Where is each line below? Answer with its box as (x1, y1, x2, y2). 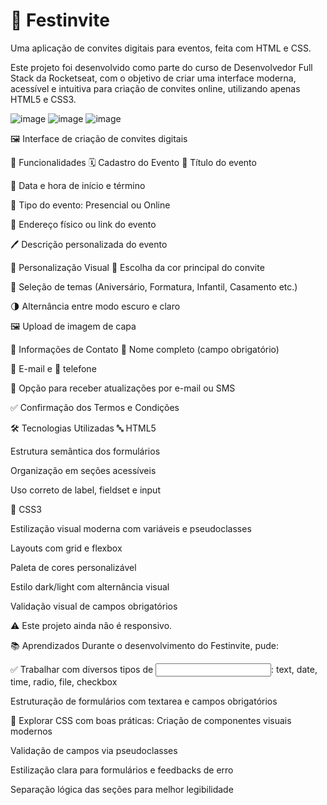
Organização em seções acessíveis (10, 464, 157, 476)
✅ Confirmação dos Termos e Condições (10, 401, 180, 413)
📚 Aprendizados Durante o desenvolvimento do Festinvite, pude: (10, 639, 280, 651)
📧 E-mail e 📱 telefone (10, 362, 97, 374)
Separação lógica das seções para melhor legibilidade (10, 783, 234, 795)
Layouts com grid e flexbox (10, 542, 123, 554)
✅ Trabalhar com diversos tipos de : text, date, (10, 663, 318, 675)
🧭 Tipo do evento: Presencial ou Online (10, 199, 171, 211)
